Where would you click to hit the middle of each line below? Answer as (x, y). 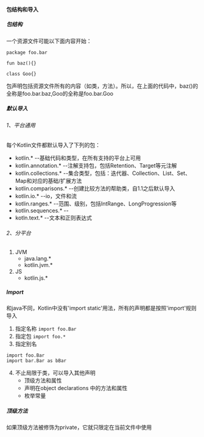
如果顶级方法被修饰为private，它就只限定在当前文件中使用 (79, 427)
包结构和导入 (22, 9)
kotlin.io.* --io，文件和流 (46, 196)
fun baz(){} (21, 63)
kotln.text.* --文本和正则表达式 (54, 218)
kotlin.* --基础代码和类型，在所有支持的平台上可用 (78, 158)
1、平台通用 (21, 125)
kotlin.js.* (36, 278)
